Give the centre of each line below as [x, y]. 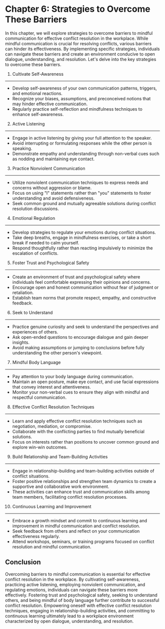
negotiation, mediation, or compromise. [52, 426]
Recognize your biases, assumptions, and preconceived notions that [81, 98]
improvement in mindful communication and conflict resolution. [76, 526]
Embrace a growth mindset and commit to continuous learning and [80, 520]
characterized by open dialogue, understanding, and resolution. [69, 621]
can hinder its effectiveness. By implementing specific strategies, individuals [82, 49]
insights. [21, 342]
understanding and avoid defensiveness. [53, 198]
